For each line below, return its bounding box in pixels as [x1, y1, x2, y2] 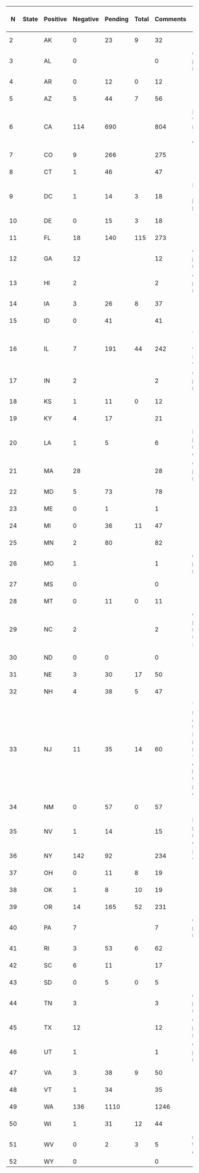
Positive [43, 15, 68, 23]
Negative [73, 15, 99, 23]
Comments [155, 15, 187, 23]
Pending [104, 15, 129, 23]
